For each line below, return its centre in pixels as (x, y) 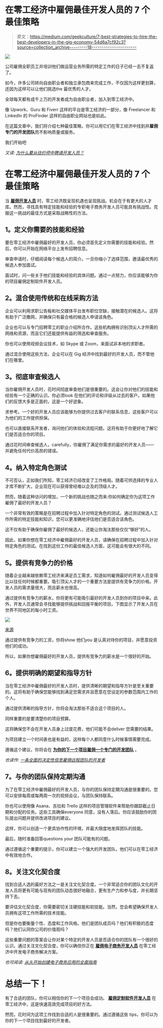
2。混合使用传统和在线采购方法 (52, 298)
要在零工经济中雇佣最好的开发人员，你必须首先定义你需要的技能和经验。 (77, 242)
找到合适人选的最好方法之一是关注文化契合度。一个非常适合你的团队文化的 (79, 884)
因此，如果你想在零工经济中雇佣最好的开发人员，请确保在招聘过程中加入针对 (81, 540)
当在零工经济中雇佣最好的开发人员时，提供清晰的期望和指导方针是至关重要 (79, 685)
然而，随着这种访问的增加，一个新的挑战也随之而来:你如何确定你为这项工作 (80, 497)
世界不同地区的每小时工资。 (33, 610)
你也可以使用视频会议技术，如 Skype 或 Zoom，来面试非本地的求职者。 (76, 343)
